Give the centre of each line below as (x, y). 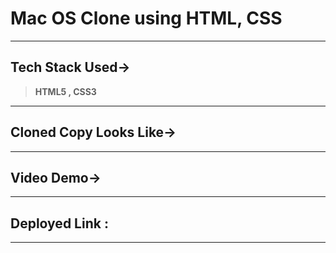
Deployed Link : (59, 223)
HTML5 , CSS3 (65, 91)
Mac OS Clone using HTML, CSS (146, 18)
